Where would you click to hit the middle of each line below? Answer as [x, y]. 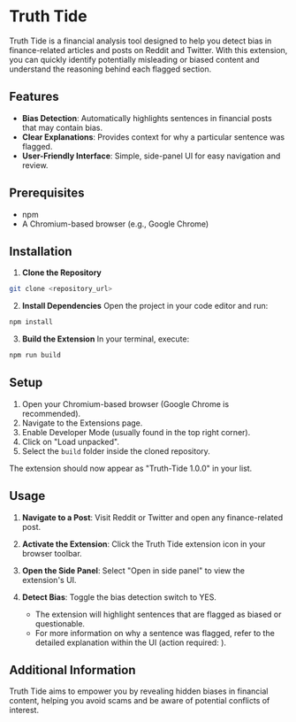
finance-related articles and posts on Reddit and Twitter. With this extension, [148, 50]
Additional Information [72, 670]
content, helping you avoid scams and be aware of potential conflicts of [140, 701]
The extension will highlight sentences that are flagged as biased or [158, 614]
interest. [24, 710]
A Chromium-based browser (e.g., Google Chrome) [115, 224]
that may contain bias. [62, 127]
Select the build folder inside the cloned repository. [116, 451]
